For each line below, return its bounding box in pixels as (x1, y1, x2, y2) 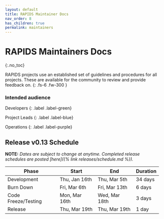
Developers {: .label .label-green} (5, 105, 72, 111)
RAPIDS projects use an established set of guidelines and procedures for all (5, 72, 157, 78)
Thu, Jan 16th (60, 176, 92, 183)
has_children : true (5, 20, 45, 26)
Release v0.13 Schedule (5, 138, 79, 146)
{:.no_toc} (5, 62, 25, 68)
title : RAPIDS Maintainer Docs (5, 12, 69, 17)
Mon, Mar (60, 192, 82, 199)
